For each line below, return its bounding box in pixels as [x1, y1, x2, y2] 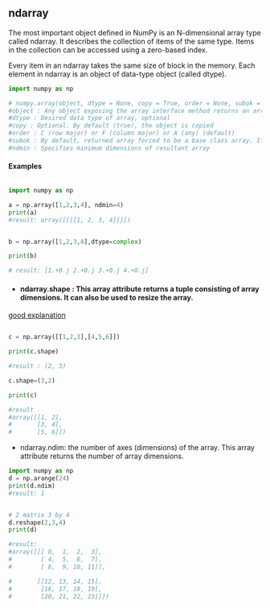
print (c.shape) [8, 348, 59, 356]
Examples [8, 161, 43, 172]
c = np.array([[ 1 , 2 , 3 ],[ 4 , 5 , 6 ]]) [8, 333, 121, 341]
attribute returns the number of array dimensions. [19, 451, 184, 461]
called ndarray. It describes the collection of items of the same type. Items [8, 36, 255, 46]
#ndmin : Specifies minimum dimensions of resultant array [8, 144, 211, 152]
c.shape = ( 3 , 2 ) [8, 376, 56, 385]
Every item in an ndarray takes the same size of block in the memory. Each [8, 60, 256, 70]
